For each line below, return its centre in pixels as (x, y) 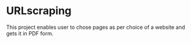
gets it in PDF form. (30, 33)
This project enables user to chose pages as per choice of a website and (96, 27)
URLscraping (39, 11)
